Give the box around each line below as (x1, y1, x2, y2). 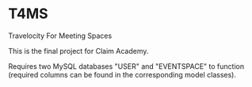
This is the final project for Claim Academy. (8, 46, 149, 55)
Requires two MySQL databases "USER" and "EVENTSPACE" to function (8, 61, 244, 71)
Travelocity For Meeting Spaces (8, 31, 113, 40)
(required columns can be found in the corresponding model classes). (8, 70, 236, 79)
